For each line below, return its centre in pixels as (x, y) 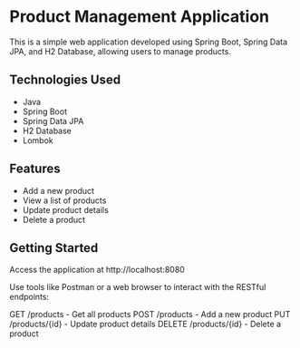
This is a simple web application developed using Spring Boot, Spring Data (149, 42)
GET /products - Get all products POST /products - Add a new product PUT (150, 314)
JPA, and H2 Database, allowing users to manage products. (120, 51)
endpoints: (29, 297)
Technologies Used (65, 80)
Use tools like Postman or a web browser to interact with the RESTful (138, 287)
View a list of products (64, 200)
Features (35, 169)
